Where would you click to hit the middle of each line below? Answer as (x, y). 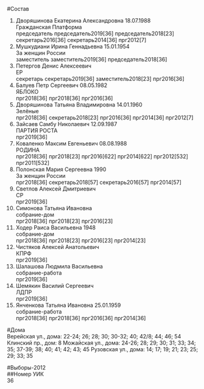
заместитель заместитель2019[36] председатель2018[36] (91, 59)
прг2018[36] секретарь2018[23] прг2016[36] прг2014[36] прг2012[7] (104, 117)
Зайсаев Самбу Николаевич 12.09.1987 (66, 124)
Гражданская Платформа (49, 27)
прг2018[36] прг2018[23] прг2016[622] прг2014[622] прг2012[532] (102, 156)
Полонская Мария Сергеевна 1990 (61, 169)
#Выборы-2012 (26, 367)
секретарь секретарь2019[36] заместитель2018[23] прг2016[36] (100, 79)
